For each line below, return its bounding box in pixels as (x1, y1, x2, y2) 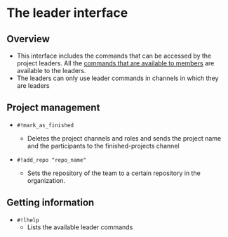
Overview (6, 33, 51, 45)
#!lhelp (16, 217, 39, 224)
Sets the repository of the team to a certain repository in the (27, 169, 201, 177)
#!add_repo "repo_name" (16, 156, 87, 163)
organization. (27, 176, 66, 184)
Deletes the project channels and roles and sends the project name (27, 134, 222, 142)
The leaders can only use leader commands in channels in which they (16, 74, 219, 82)
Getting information (6, 197, 95, 209)
